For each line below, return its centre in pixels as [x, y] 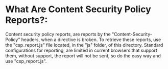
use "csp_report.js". [26, 61]
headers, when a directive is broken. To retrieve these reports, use [91, 40]
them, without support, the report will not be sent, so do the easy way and [83, 56]
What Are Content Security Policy [78, 9]
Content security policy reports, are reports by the [58, 34]
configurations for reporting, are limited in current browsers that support [81, 50]
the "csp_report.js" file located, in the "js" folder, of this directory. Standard [84, 45]
